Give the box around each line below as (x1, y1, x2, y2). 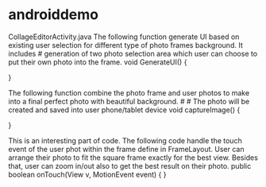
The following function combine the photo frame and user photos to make (8, 88, 250, 97)
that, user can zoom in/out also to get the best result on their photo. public (8, 161, 252, 170)
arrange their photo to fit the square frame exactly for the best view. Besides (8, 153, 258, 162)
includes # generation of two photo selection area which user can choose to (8, 49, 258, 58)
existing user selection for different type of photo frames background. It (8, 40, 244, 49)
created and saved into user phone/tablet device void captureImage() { (8, 105, 241, 115)
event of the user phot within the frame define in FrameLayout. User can (8, 144, 245, 154)
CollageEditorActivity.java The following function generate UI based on (8, 32, 240, 41)
